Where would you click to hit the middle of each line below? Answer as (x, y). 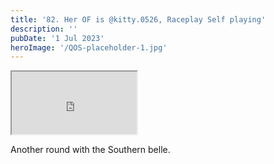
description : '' (44, 29)
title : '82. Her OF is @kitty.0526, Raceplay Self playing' (138, 19)
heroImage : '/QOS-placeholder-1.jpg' (89, 47)
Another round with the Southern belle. (90, 150)
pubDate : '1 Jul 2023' (57, 38)
